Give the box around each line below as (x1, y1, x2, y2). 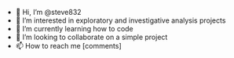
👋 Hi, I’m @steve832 (15, 8, 82, 16)
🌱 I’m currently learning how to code (15, 24, 133, 33)
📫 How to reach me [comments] (15, 42, 122, 50)
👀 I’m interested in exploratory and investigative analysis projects (15, 16, 226, 25)
